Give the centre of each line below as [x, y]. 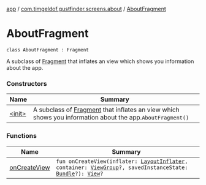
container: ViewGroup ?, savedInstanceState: [122, 167]
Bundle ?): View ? [80, 173]
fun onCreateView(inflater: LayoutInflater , [122, 161]
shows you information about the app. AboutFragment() [111, 118]
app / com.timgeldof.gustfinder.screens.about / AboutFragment [86, 9]
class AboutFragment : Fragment [48, 50]
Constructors [27, 83]
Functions [21, 136]
